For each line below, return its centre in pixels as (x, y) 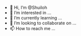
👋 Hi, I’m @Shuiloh (28, 8)
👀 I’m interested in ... (30, 13)
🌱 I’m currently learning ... (36, 18)
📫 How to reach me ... (32, 28)
